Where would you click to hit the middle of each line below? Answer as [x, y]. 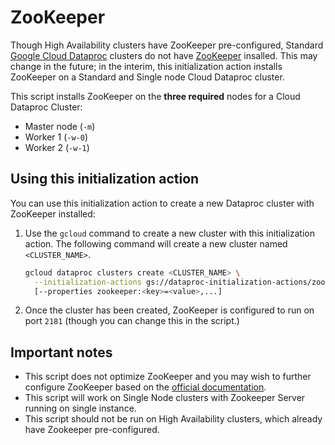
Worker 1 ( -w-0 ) [56, 137]
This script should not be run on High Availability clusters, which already [173, 419]
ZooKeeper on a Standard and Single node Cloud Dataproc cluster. [147, 77]
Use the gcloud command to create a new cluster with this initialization [169, 233]
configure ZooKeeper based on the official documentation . [145, 387]
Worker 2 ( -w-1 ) [57, 147]
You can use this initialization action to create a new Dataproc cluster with [162, 203]
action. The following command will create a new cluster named [156, 243]
